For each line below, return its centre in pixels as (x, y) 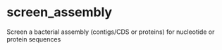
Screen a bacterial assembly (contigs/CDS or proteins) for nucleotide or (111, 32)
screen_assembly (60, 12)
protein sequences (34, 39)
